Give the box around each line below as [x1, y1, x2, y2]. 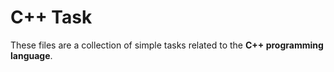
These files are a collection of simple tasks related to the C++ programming [10, 39, 324, 51]
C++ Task [10, 6, 93, 29]
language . [10, 49, 53, 61]
